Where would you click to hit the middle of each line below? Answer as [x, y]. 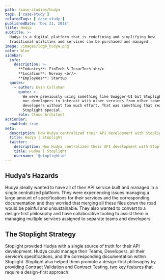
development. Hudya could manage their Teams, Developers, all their [75, 252]
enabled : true [24, 124]
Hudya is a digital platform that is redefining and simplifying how [82, 37]
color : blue [17, 51]
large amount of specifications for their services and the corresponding [77, 198]
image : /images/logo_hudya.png [37, 46]
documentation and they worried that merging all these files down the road [81, 203]
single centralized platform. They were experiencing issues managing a [77, 193]
